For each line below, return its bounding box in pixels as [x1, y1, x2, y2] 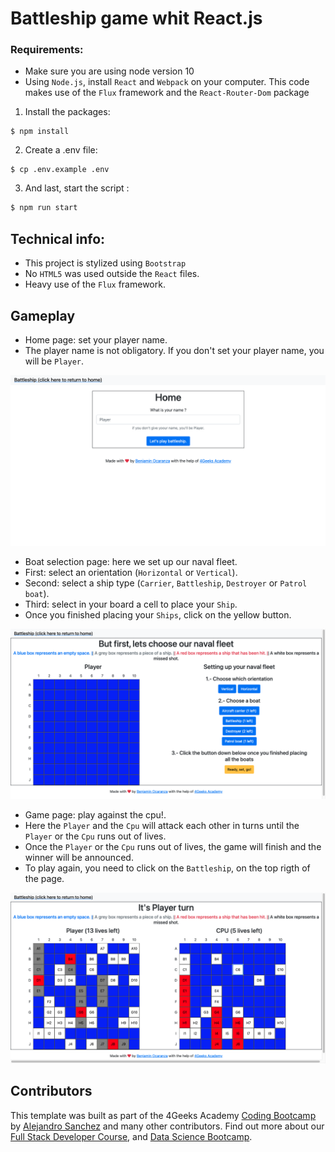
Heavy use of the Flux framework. [24, 278, 166, 291]
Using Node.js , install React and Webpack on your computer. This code [24, 76, 310, 88]
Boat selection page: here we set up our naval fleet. [24, 555, 238, 567]
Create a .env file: [24, 144, 98, 156]
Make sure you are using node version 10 [24, 65, 195, 77]
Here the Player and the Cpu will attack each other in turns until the [24, 820, 300, 832]
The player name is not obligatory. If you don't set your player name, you [24, 344, 325, 356]
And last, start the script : [24, 182, 130, 194]
